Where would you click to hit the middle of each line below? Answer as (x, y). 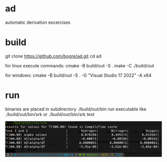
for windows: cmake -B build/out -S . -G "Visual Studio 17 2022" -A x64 (78, 75)
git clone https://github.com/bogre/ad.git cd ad (53, 56)
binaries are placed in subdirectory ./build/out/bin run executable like (76, 109)
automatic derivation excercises (38, 22)
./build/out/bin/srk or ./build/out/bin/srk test (50, 114)
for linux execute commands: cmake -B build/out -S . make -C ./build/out (80, 65)
